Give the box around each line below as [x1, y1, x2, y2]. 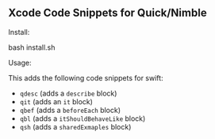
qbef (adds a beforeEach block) [19, 105, 121, 115]
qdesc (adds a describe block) [19, 88, 117, 98]
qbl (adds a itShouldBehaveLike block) [19, 114, 146, 123]
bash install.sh [8, 43, 56, 52]
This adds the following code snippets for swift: [8, 73, 164, 82]
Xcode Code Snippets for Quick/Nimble [8, 6, 208, 20]
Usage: [8, 58, 32, 67]
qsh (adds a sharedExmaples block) [19, 122, 132, 131]
